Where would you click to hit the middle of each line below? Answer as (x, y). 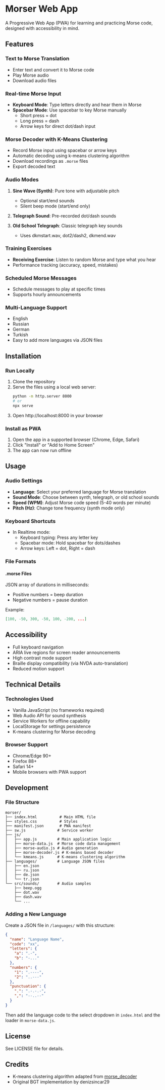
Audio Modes (22, 179)
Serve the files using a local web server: (54, 387)
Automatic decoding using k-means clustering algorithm (71, 156)
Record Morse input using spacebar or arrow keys (65, 151)
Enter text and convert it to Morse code (53, 69)
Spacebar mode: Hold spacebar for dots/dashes (70, 543)
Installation (23, 356)
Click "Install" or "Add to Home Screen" (53, 445)
